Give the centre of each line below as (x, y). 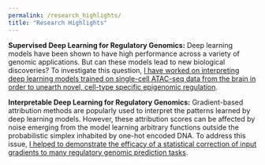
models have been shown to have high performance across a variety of (124, 53)
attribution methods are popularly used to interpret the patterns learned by (129, 110)
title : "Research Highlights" (58, 23)
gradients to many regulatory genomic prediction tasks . (98, 152)
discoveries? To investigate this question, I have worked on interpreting (124, 70)
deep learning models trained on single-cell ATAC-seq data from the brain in (132, 79)
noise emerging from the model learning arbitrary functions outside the (123, 127)
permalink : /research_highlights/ (65, 15)
